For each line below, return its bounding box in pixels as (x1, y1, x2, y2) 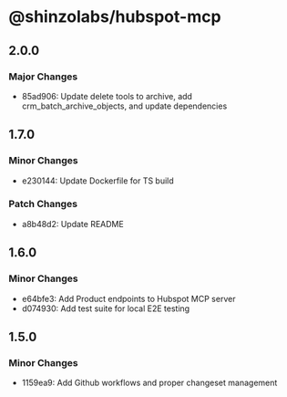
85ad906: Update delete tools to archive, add (21, 90, 193, 101)
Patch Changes (8, 198, 78, 211)
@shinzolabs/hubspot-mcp (8, 6, 221, 27)
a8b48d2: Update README (21, 218, 124, 229)
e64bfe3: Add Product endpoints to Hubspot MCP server (21, 293, 236, 304)
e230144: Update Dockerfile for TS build (21, 175, 174, 186)
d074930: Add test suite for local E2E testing (21, 303, 190, 314)
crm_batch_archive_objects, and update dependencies (21, 100, 228, 111)
